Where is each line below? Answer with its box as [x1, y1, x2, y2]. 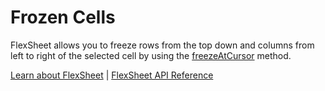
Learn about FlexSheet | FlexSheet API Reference [10, 69, 214, 81]
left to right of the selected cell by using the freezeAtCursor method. [10, 49, 292, 61]
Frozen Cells [10, 6, 116, 29]
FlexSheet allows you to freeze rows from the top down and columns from [10, 39, 315, 51]
